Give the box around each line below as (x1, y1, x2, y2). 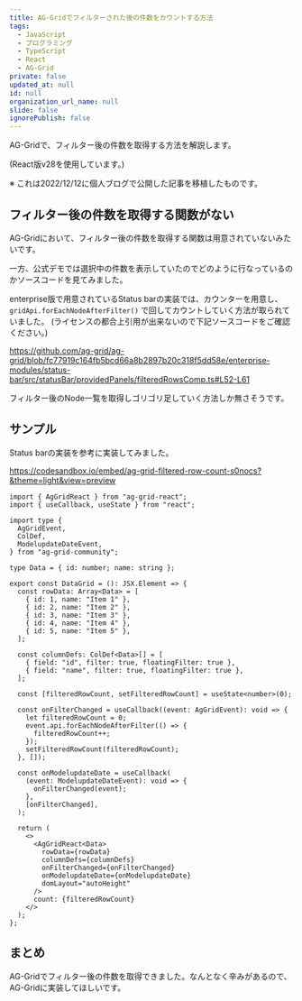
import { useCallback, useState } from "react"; (9, 500, 196, 510)
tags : (9, 22, 30, 31)
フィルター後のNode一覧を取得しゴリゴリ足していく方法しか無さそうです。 (9, 392, 289, 403)
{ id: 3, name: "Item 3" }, (25, 611, 131, 620)
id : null (9, 88, 42, 97)
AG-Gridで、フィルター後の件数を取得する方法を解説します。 (9, 140, 236, 151)
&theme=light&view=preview (9, 474, 116, 485)
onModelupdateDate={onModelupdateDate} (41, 871, 192, 880)
